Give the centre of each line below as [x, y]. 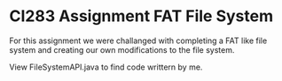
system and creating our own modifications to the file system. [122, 49]
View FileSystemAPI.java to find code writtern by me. [106, 67]
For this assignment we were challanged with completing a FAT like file [138, 40]
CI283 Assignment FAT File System [141, 16]
